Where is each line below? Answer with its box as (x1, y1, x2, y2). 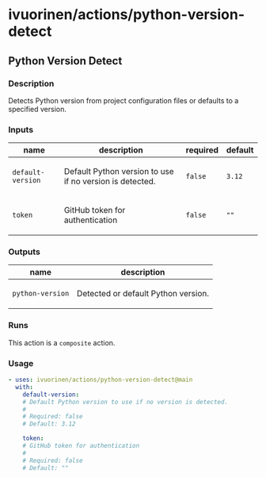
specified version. (8, 104, 67, 114)
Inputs (8, 124, 34, 135)
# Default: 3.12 (22, 420, 77, 428)
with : (15, 383, 34, 391)
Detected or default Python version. (76, 288, 210, 299)
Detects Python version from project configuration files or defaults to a (8, 95, 239, 105)
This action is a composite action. (8, 337, 116, 347)
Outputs (8, 246, 41, 257)
